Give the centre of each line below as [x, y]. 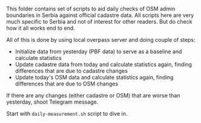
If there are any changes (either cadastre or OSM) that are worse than [93, 95]
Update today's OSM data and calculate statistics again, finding [94, 77]
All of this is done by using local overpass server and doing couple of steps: [101, 40]
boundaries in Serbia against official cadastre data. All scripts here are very [100, 15]
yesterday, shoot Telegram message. [52, 102]
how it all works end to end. [41, 28]
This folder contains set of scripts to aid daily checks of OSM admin [91, 9]
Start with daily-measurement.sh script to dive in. [67, 114]
